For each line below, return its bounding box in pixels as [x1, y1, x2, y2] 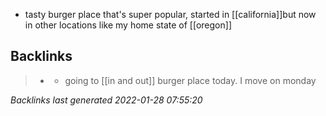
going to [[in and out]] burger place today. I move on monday [64, 74, 317, 86]
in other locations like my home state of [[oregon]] [24, 19, 232, 31]
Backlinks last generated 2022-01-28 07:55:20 [10, 94, 203, 106]
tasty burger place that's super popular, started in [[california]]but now [24, 9, 317, 20]
